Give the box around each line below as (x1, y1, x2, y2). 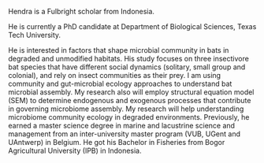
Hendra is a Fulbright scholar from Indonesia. (8, 7, 155, 16)
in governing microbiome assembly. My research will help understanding (8, 104, 244, 113)
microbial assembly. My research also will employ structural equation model (8, 87, 255, 97)
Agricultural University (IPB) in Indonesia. (8, 146, 142, 155)
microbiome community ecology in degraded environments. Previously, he (8, 113, 250, 121)
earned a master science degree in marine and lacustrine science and (8, 121, 235, 130)
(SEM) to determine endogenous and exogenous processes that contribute (8, 96, 251, 105)
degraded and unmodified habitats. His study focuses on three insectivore (8, 54, 250, 63)
